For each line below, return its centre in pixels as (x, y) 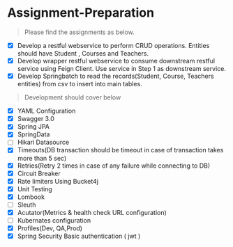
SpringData (33, 134)
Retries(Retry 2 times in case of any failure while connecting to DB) (114, 166)
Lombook (31, 197)
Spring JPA (33, 127)
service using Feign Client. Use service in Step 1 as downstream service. (122, 69)
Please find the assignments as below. (79, 32)
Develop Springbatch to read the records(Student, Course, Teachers (115, 76)
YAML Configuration (46, 111)
